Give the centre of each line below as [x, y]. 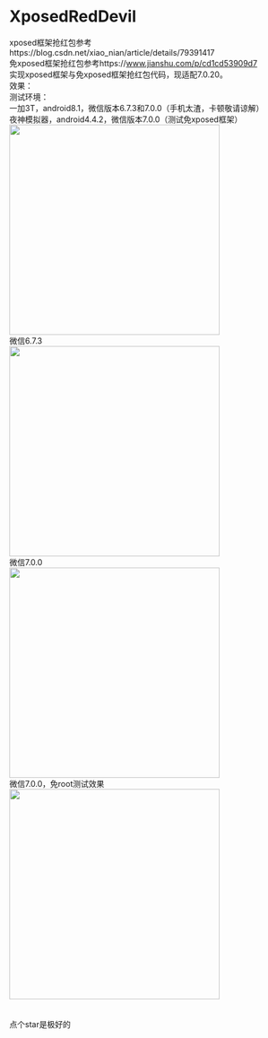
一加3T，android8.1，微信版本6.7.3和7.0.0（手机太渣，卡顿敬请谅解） [137, 108]
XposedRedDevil [73, 17]
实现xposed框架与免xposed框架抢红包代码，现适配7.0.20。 [119, 74]
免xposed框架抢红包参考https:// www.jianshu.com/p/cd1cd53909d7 [134, 63]
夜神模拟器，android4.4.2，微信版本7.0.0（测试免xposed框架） [126, 119]
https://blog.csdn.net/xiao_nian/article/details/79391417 [112, 52]
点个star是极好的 [40, 1024]
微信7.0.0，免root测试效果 [57, 783]
